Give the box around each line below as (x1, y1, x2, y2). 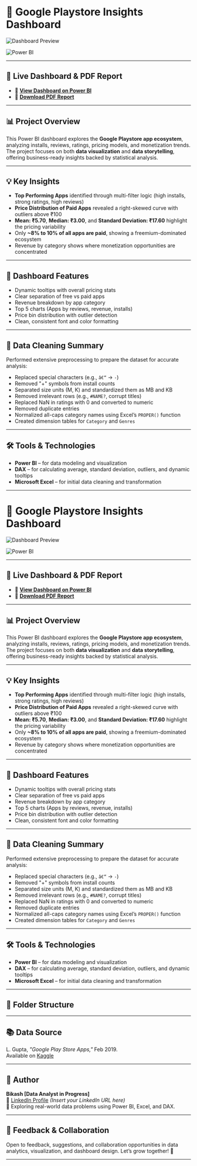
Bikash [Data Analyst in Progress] (6, 1091, 90, 1098)
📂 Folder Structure (6, 1000, 74, 1010)
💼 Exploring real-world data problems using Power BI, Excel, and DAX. (6, 1103, 175, 1110)
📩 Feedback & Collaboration (6, 1125, 110, 1135)
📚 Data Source (6, 1027, 62, 1037)
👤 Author (6, 1075, 39, 1085)
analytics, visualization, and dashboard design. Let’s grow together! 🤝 (6, 1147, 174, 1154)
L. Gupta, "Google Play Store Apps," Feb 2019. (6, 1046, 118, 1053)
